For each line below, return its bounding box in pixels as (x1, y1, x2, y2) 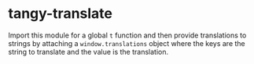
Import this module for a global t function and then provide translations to (8, 30, 247, 40)
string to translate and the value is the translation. (8, 47, 169, 56)
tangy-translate (8, 5, 112, 23)
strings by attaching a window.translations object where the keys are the (8, 38, 245, 48)
